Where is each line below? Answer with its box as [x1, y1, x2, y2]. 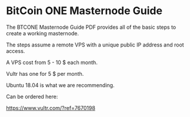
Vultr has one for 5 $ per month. [6, 70, 84, 77]
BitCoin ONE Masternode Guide [6, 4, 163, 18]
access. [6, 47, 25, 54]
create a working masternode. [6, 29, 79, 36]
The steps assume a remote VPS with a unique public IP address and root [6, 41, 184, 48]
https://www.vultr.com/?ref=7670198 [6, 104, 96, 111]
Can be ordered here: [6, 93, 58, 100]
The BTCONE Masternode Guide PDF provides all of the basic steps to [6, 24, 176, 31]
